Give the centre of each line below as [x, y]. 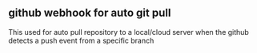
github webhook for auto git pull [90, 13]
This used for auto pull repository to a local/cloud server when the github [129, 32]
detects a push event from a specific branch [81, 40]
